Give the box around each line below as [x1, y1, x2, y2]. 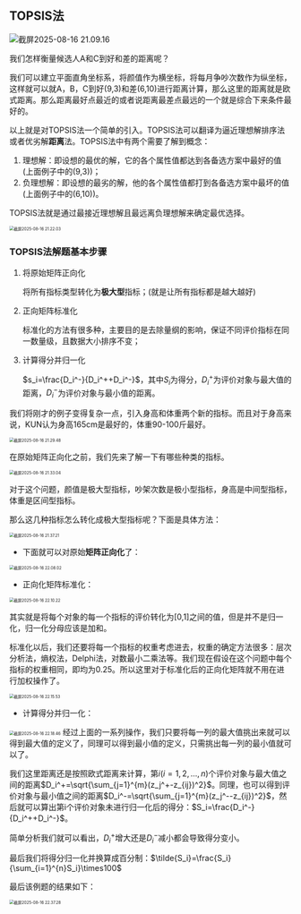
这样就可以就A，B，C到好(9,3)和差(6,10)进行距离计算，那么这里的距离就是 [9, 83, 283, 94]
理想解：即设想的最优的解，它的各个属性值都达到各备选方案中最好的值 [21, 155, 282, 166]
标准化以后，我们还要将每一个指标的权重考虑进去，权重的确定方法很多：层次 [9, 642, 292, 653]
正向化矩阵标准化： [21, 579, 94, 590]
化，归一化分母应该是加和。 [9, 623, 112, 634]
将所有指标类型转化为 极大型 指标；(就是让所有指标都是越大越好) [21, 286, 257, 297]
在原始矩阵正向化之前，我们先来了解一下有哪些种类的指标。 [9, 451, 229, 463]
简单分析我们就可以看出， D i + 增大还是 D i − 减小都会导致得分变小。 [9, 831, 245, 845]
